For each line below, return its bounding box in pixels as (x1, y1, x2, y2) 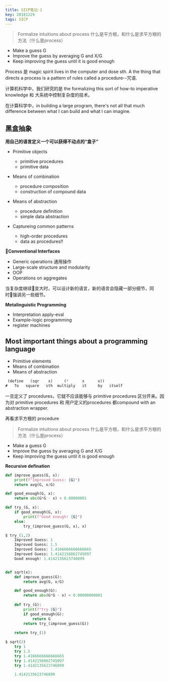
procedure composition (20, 183, 69, 190)
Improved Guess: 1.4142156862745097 (14, 551, 92, 556)
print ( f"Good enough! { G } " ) (23, 514, 82, 519)
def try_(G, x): (5, 505, 39, 510)
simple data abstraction (20, 214, 69, 220)
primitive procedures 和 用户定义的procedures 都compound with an (15, 399, 156, 405)
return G (32, 616, 51, 622)
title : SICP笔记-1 (5, 7, 42, 13)
